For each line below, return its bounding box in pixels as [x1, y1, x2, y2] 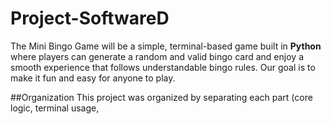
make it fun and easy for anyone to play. [10, 72, 176, 84]
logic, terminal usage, [10, 102, 100, 114]
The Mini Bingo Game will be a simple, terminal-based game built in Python [10, 40, 322, 52]
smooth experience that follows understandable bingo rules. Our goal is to [10, 61, 316, 73]
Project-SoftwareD [10, 7, 170, 30]
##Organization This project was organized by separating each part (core [10, 91, 313, 103]
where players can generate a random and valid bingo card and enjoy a [10, 50, 304, 62]
